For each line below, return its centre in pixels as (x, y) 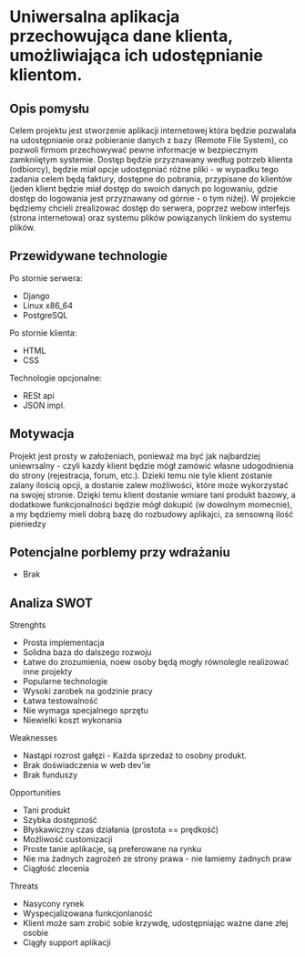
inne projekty (47, 671)
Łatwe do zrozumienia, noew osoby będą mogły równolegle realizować (156, 662)
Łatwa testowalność (60, 701)
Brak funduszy (50, 775)
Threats (24, 886)
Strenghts (28, 625)
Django (36, 296)
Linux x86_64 (48, 305)
